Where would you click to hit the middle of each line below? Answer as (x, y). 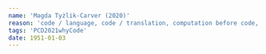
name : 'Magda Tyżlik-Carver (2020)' (69, 15)
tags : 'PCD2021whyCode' (48, 30)
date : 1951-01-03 (37, 38)
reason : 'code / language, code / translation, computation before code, (134, 23)
